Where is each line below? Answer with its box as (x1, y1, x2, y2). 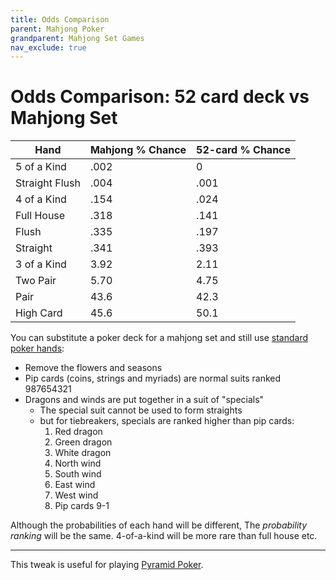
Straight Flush (15, 176, 81, 190)
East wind (54, 479, 96, 491)
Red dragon (54, 426, 103, 438)
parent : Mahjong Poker (10, 24, 105, 34)
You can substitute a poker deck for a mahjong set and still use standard (10, 332, 309, 344)
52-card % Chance (196, 143, 292, 157)
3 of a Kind (15, 257, 67, 271)
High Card (15, 306, 63, 320)
